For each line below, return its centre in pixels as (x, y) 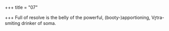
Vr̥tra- (158, 18)
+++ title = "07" (21, 7)
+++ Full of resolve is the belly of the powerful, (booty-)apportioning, (78, 18)
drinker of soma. (39, 23)
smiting (13, 23)
